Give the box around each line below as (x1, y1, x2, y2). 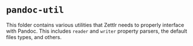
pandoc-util (6, 5, 65, 16)
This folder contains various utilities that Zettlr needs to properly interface (6, 21, 185, 28)
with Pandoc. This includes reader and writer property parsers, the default (6, 28, 188, 34)
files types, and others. (6, 33, 62, 40)
